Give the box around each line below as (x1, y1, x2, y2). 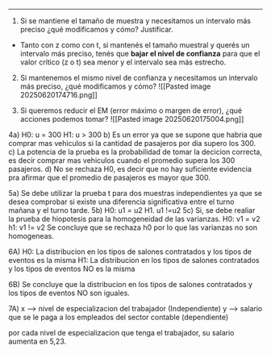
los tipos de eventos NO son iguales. (8, 288, 131, 298)
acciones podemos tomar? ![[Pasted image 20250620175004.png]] (19, 115, 244, 123)
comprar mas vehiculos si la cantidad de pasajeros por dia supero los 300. (8, 139, 256, 148)
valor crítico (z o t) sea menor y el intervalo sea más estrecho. (19, 57, 227, 67)
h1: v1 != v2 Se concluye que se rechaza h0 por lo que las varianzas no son (8, 223, 258, 232)
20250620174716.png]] (19, 90, 98, 99)
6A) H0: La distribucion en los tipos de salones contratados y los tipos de (8, 247, 252, 256)
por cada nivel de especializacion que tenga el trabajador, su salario (8, 328, 235, 337)
